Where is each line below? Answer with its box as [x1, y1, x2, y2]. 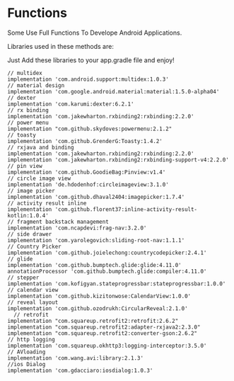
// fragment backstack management [7, 218, 110, 225]
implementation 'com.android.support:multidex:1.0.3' [7, 76, 170, 83]
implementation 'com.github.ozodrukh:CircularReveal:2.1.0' [7, 305, 189, 312]
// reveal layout [7, 299, 59, 306]
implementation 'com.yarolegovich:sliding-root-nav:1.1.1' [7, 237, 185, 244]
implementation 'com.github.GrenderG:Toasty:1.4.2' [7, 137, 163, 144]
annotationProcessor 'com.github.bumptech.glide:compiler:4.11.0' [7, 268, 207, 275]
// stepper [7, 274, 40, 281]
